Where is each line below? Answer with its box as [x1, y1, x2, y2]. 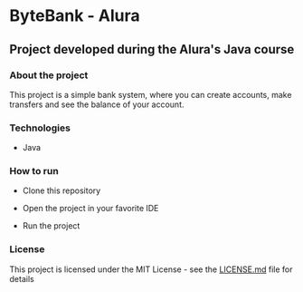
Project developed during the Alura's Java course [9, 42, 295, 57]
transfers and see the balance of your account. [9, 99, 185, 110]
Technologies [9, 122, 71, 134]
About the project [9, 69, 89, 82]
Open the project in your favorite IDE [22, 203, 159, 214]
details [9, 273, 34, 284]
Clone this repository [22, 185, 101, 196]
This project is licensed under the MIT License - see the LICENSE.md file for [9, 264, 293, 275]
